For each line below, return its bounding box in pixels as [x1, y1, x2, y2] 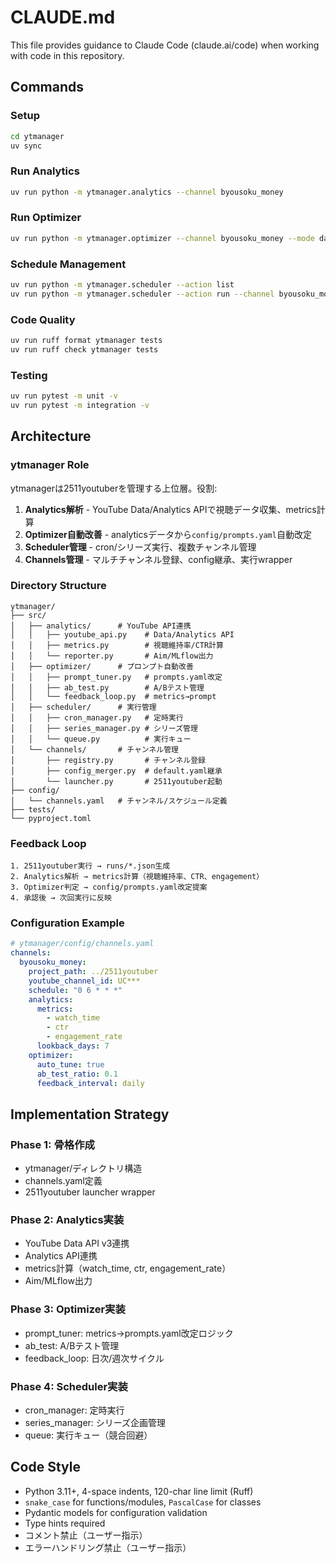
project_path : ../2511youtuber [28, 967, 159, 977]
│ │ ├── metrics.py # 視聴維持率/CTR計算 [10, 640, 224, 650]
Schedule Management [10, 257, 127, 271]
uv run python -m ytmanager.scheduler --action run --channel [10, 289, 275, 299]
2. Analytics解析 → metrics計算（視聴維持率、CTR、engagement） [10, 872, 265, 882]
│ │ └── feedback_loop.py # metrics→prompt [10, 691, 217, 701]
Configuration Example [10, 916, 125, 930]
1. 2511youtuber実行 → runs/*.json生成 [10, 861, 171, 871]
